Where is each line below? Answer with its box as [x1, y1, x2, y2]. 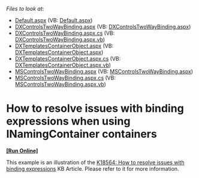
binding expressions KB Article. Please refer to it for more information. [6, 165, 179, 172]
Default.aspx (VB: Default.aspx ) [14, 17, 93, 23]
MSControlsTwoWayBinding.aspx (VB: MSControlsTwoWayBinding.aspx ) [14, 68, 194, 75]
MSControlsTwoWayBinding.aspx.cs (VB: [14, 75, 116, 81]
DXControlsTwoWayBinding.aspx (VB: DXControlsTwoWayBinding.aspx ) [14, 23, 191, 30]
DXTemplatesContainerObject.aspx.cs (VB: [14, 55, 121, 62]
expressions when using [6, 114, 131, 128]
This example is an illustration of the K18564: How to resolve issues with [6, 159, 185, 166]
